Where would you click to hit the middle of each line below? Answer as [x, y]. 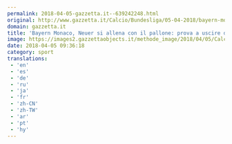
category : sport [30, 53]
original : [21, 20]
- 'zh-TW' [24, 110]
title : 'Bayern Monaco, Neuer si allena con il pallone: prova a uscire [114, 33]
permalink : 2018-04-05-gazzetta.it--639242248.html [83, 13]
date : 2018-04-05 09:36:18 [46, 46]
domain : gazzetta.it [37, 26]
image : [17, 39]
